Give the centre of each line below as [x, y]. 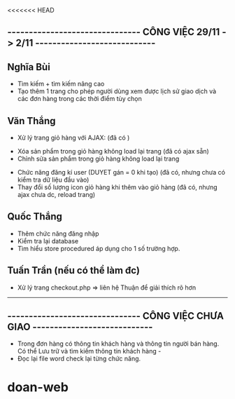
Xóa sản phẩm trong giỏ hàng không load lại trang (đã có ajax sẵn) [113, 151]
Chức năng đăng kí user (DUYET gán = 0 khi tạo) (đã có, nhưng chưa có [121, 173]
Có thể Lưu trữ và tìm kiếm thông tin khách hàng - [89, 351]
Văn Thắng [31, 121]
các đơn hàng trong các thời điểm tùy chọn [79, 99]
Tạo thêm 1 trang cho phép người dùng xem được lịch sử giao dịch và [117, 91]
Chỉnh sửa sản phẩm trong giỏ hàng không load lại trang [98, 159]
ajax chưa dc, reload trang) [56, 195]
